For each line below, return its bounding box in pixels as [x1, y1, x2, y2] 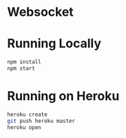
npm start [7, 65, 36, 72]
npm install [7, 59, 41, 66]
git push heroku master [7, 117, 76, 124]
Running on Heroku [7, 88, 120, 104]
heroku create [7, 111, 48, 118]
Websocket [7, 4, 74, 20]
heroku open [7, 124, 41, 131]
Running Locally [7, 36, 102, 52]
